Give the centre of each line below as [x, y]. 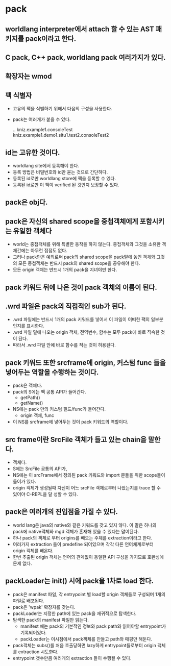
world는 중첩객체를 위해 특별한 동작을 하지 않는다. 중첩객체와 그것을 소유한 [87, 244]
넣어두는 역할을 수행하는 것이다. [52, 372]
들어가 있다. [25, 482]
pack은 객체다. [27, 385]
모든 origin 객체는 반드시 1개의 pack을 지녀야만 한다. [65, 270]
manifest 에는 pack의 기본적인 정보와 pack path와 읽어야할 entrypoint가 [93, 626]
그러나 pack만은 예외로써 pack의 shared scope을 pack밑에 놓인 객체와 [84, 257]
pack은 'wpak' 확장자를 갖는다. [44, 607]
